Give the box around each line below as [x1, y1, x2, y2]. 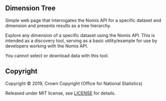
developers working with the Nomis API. [5, 42, 89, 49]
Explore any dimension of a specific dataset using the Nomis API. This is [5, 32, 155, 38]
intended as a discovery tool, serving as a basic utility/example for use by [5, 37, 157, 43]
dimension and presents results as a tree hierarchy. [5, 22, 112, 28]
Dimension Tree [5, 4, 56, 12]
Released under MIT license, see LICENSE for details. [5, 90, 116, 96]
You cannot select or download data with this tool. [5, 52, 109, 58]
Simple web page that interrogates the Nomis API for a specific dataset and [5, 17, 161, 23]
